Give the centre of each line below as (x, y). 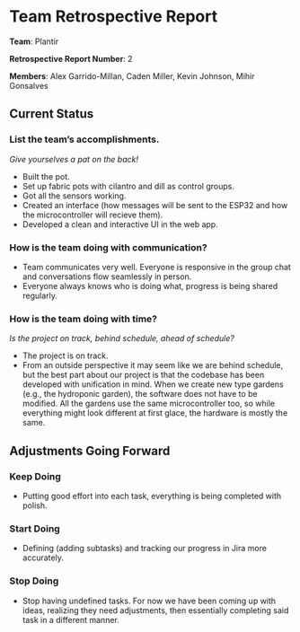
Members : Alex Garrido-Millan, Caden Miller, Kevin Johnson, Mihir (132, 76)
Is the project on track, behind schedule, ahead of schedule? (122, 338)
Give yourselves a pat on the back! (74, 159)
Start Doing (35, 529)
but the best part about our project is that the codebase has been (143, 375)
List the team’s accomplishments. (84, 139)
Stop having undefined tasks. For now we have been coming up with (149, 601)
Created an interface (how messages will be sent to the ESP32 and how (155, 205)
